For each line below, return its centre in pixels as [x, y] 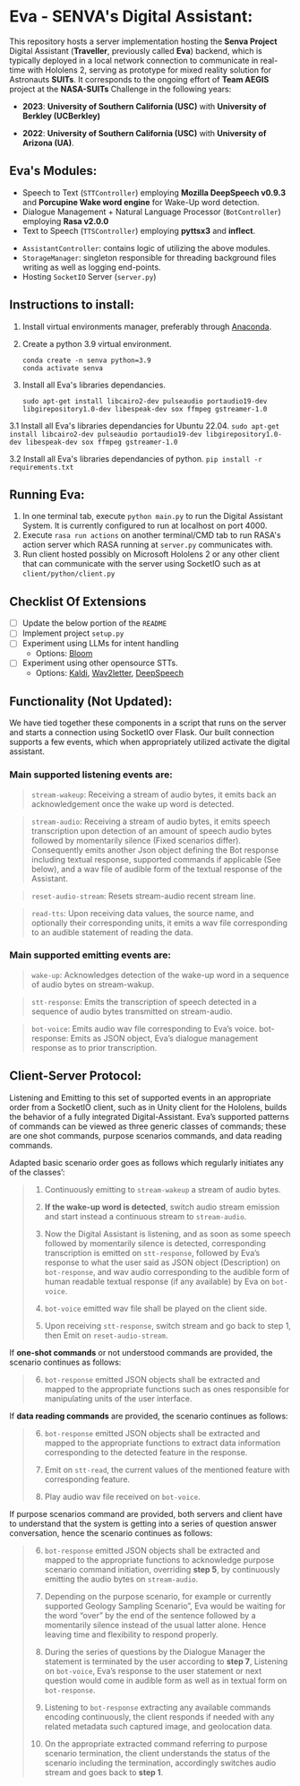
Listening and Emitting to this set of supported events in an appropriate [140, 1097]
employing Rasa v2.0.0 [65, 221]
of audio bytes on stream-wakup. [93, 984]
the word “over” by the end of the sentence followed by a [150, 1615]
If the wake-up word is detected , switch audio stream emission [162, 1207]
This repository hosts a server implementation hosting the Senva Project [143, 41]
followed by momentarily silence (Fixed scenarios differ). [136, 840]
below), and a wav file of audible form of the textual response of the [157, 869]
